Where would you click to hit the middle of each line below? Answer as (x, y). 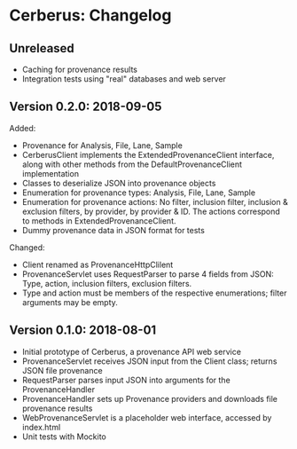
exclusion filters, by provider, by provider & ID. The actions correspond (151, 211)
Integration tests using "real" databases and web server (124, 79)
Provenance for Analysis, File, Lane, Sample (102, 145)
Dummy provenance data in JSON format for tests (113, 230)
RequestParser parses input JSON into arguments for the (126, 380)
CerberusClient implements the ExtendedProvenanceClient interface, (148, 154)
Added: (23, 128)
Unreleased (42, 48)
